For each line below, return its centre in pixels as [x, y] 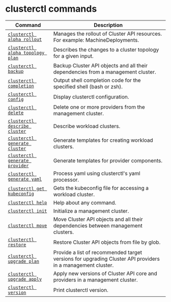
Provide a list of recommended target [98, 252]
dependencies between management [98, 225]
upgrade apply [25, 279]
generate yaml [25, 179]
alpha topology [26, 53]
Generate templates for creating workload [103, 140]
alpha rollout [25, 39]
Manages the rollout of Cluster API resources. [108, 34]
